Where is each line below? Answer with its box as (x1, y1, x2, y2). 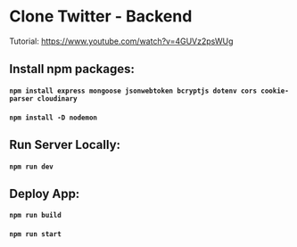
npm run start (9, 230, 62, 239)
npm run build (9, 211, 62, 220)
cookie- (260, 86, 290, 95)
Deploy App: (9, 185, 80, 202)
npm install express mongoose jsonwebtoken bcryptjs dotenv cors (9, 86, 257, 95)
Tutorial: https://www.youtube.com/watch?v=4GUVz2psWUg (9, 36, 234, 46)
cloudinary (37, 94, 78, 103)
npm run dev (9, 162, 54, 171)
